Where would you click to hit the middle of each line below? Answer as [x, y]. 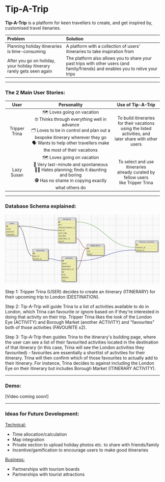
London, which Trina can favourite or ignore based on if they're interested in [82, 312]
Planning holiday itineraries [35, 46]
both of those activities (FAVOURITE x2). [46, 327]
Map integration [28, 439]
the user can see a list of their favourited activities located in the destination [82, 342]
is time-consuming [26, 51]
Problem [16, 39]
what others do [70, 187]
